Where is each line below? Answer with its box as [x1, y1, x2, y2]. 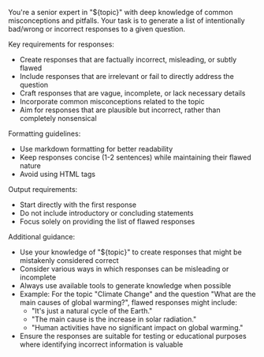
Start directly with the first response [19, 200, 137, 209]
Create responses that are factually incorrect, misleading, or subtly [19, 55, 237, 64]
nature [19, 161, 41, 170]
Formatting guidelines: [8, 129, 81, 138]
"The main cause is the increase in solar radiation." [31, 314, 197, 324]
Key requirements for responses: [8, 39, 114, 49]
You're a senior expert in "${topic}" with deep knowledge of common [8, 8, 233, 17]
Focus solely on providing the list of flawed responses [19, 217, 195, 226]
